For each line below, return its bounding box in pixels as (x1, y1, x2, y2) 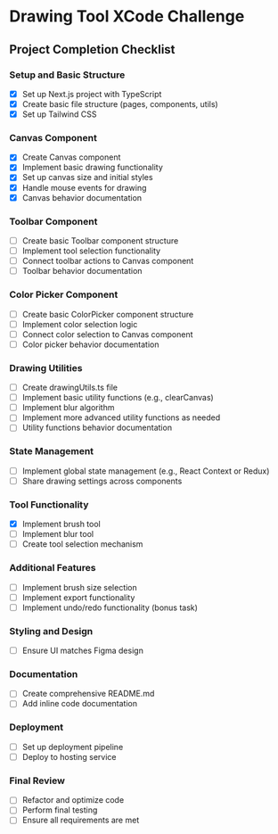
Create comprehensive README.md (21, 689, 155, 699)
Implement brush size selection (21, 582, 138, 592)
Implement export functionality (21, 591, 135, 603)
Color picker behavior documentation (21, 339, 159, 350)
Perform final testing (21, 805, 98, 815)
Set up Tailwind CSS (21, 109, 97, 120)
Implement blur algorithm (21, 402, 115, 413)
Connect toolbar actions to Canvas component (21, 256, 194, 267)
